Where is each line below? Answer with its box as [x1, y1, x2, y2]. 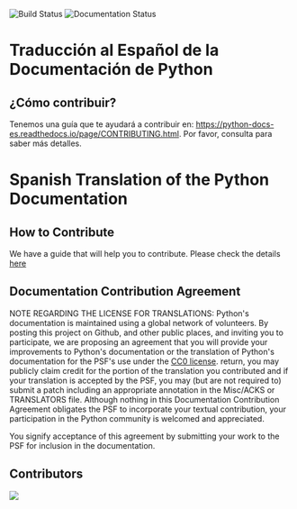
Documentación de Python [9, 59, 213, 80]
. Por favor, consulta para [178, 129, 273, 139]
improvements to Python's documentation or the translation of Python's [9, 346, 274, 357]
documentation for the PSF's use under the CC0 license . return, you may [9, 356, 280, 367]
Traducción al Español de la [9, 41, 220, 60]
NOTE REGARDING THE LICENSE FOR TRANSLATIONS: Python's [9, 307, 249, 319]
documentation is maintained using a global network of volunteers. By [9, 317, 269, 328]
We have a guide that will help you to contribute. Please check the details [9, 249, 281, 259]
